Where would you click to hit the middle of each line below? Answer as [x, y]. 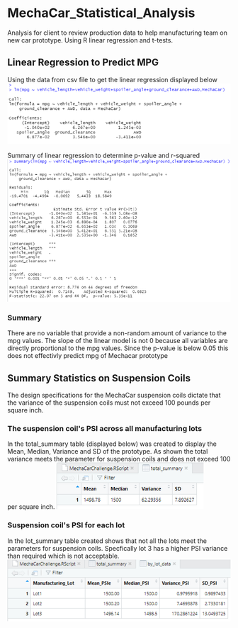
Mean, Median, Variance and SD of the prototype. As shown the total [108, 452]
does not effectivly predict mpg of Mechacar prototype [88, 356]
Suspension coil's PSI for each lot [66, 525]
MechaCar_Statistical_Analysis [101, 13]
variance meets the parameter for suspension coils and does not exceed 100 [119, 459]
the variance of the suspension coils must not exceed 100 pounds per [109, 403]
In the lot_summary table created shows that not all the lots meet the [107, 541]
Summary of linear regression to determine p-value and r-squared [104, 155]
